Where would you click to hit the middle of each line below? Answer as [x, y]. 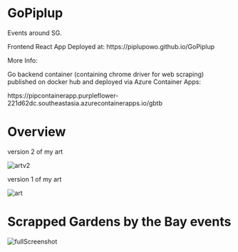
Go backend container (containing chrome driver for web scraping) [106, 74]
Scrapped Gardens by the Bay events [119, 222]
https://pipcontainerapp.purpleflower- [63, 95]
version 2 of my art [35, 152]
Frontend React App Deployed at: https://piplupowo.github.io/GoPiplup [111, 46]
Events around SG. [35, 33]
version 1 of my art [35, 179]
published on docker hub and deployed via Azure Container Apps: [104, 82]
